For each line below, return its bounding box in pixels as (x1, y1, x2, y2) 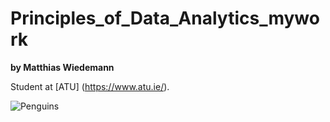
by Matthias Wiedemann (10, 61, 115, 73)
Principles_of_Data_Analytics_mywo (10, 7, 320, 30)
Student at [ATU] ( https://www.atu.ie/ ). (10, 80, 170, 92)
